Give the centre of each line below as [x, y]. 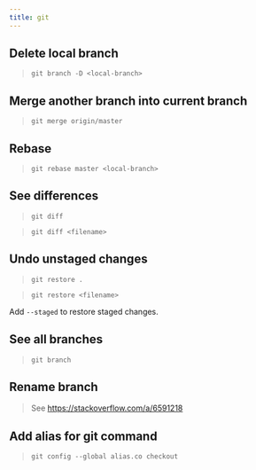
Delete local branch [64, 54]
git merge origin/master [77, 121]
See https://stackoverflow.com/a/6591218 [107, 408]
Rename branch [54, 387]
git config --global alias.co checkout [105, 457]
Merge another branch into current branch [128, 101]
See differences [54, 196]
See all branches [56, 339]
